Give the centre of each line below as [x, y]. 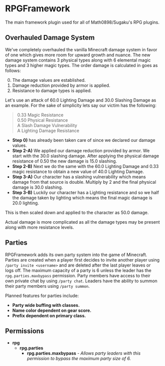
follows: [13, 70]
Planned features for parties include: [42, 296]
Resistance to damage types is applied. [52, 90]
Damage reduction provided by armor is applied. [61, 85]
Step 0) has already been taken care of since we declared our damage [84, 140]
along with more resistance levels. [40, 227]
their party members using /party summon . [47, 286]
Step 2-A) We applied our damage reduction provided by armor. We [81, 150]
